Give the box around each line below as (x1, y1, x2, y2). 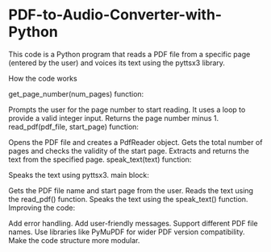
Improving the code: (8, 203, 75, 213)
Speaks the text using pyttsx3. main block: (8, 170, 149, 180)
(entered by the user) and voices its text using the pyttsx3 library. (8, 58, 226, 68)
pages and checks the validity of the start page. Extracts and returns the (8, 146, 250, 155)
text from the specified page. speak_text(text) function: (8, 155, 192, 164)
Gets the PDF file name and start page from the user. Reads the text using (8, 185, 254, 195)
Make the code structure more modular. (8, 235, 140, 245)
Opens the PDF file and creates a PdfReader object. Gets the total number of (8, 137, 263, 147)
